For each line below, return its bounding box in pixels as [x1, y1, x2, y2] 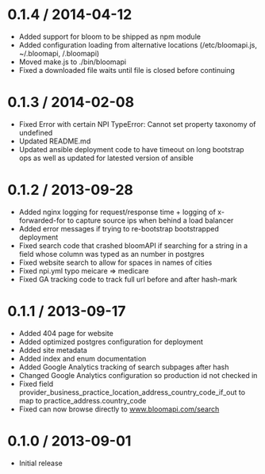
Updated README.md [18, 136, 91, 146]
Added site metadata [18, 345, 88, 354]
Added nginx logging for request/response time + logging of [18, 207, 216, 216]
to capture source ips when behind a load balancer [67, 216, 234, 225]
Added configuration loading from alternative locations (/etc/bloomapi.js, [18, 40, 258, 49]
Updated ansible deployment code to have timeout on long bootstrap [18, 144, 244, 154]
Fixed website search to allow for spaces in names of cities [18, 258, 213, 267]
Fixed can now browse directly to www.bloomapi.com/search [18, 404, 220, 414]
